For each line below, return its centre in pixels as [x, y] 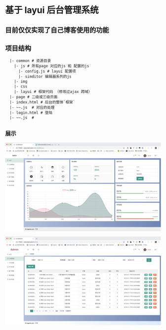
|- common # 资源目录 [30, 61]
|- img [21, 82]
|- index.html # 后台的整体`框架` [42, 102]
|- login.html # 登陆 [31, 113]
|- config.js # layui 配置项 [47, 71]
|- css [21, 87]
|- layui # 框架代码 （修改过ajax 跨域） [53, 92]
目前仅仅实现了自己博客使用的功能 [57, 30]
